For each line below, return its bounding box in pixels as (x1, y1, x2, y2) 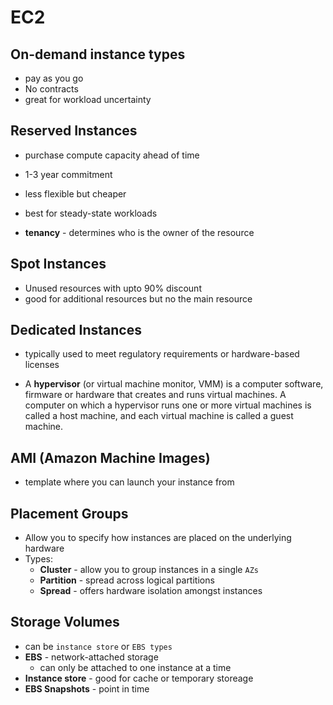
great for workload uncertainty (24, 94, 152, 105)
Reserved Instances (10, 122, 138, 140)
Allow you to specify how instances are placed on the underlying (24, 532, 292, 544)
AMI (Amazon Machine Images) (10, 449, 211, 466)
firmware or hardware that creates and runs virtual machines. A (24, 389, 287, 401)
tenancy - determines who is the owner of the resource (24, 226, 255, 238)
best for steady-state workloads (24, 207, 158, 219)
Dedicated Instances (10, 322, 142, 339)
